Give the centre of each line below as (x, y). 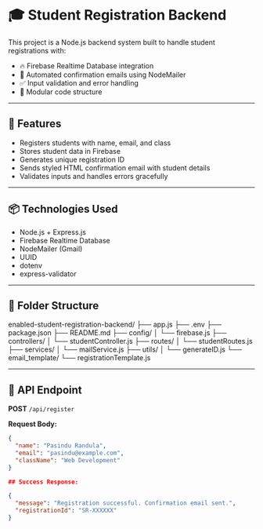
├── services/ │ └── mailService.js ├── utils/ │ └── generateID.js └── (125, 349)
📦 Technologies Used (63, 209)
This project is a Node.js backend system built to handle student (112, 42)
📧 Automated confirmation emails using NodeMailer (103, 75)
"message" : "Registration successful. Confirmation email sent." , (126, 503)
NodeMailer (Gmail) (51, 249)
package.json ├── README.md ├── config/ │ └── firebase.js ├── (117, 333)
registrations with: (37, 50)
